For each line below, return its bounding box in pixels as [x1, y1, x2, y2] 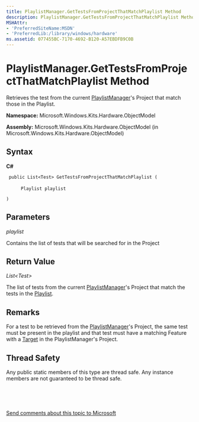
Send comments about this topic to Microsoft [6, 410, 117, 416]
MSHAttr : [6, 20, 28, 26]
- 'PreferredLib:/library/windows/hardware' [6, 31, 118, 37]
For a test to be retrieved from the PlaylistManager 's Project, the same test [6, 323, 188, 330]
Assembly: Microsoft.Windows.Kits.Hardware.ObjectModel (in [6, 123, 159, 131]
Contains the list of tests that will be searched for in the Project [6, 239, 160, 246]
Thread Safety [6, 353, 60, 363]
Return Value [6, 256, 55, 266]
